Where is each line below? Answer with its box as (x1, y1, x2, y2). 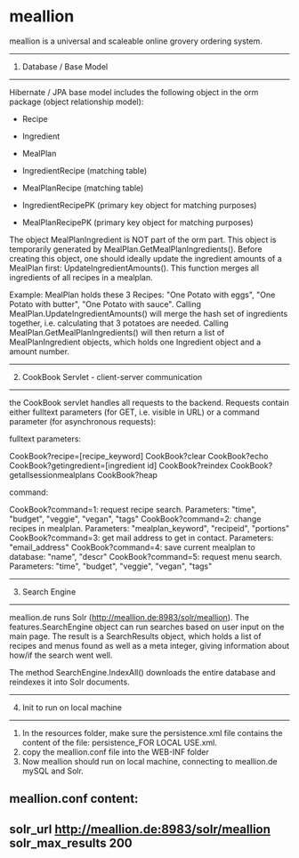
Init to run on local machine (21, 701, 123, 713)
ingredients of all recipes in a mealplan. (9, 271, 153, 282)
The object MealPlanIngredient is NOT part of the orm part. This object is (9, 234, 277, 245)
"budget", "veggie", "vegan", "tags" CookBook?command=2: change (9, 514, 262, 524)
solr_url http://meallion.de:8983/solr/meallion (9, 822, 271, 837)
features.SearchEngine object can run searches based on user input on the (9, 621, 285, 632)
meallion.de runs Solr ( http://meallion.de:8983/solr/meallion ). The (9, 611, 249, 622)
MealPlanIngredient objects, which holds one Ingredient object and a (9, 336, 262, 347)
